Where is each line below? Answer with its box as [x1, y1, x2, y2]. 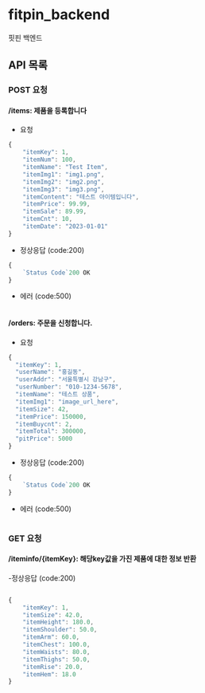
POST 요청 [8, 85, 48, 96]
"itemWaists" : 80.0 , [22, 648, 91, 656]
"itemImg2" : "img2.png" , [22, 178, 105, 186]
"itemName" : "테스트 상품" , [15, 391, 100, 399]
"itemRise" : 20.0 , [22, 663, 83, 671]
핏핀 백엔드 [8, 33, 43, 42]
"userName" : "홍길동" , [15, 368, 86, 376]
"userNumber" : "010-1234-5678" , [15, 383, 123, 392]
